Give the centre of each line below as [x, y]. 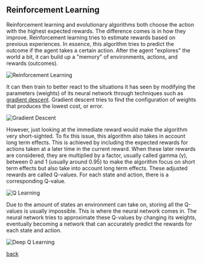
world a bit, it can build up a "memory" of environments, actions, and [92, 56]
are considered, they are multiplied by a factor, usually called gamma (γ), [97, 155]
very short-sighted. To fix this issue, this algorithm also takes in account [96, 136]
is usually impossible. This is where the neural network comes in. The [110, 211]
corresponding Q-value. [36, 181]
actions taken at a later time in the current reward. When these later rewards [101, 148]
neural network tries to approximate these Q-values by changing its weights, [101, 217]
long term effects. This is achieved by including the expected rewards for [97, 142]
